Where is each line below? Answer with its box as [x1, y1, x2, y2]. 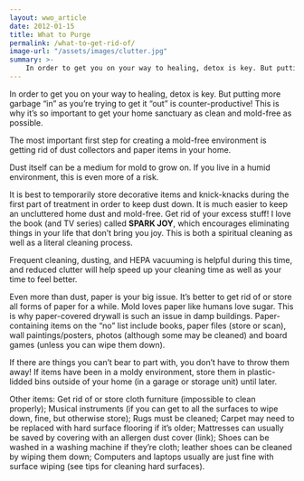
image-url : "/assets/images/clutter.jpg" [9, 47, 168, 56]
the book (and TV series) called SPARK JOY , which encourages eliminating [9, 218, 290, 229]
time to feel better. [9, 273, 78, 285]
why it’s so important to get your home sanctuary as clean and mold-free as [9, 108, 292, 118]
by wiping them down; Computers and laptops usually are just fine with [9, 451, 274, 462]
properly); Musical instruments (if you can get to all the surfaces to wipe [9, 403, 279, 414]
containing [9, 320, 50, 331]
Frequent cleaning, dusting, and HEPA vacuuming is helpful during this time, [9, 254, 292, 265]
